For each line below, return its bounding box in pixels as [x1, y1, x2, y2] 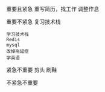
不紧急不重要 [6, 79, 38, 86]
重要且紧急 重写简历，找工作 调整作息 [6, 5, 100, 12]
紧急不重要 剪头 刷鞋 [6, 66, 57, 73]
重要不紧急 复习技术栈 [6, 18, 61, 25]
